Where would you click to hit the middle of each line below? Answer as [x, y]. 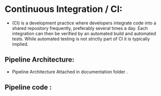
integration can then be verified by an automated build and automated [84, 33]
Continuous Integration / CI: [64, 9]
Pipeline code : [28, 87]
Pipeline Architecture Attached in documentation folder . [70, 72]
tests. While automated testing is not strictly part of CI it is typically [81, 39]
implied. [20, 44]
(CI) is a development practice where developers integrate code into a [84, 23]
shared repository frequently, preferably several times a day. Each [80, 28]
